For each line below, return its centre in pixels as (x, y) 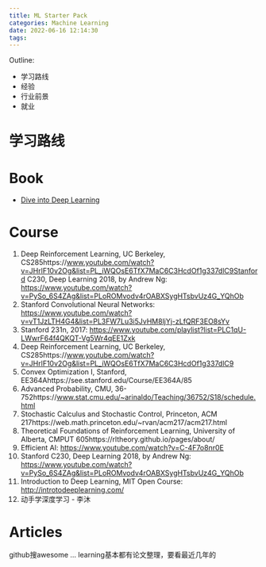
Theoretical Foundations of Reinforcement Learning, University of (128, 431)
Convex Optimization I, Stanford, (73, 372)
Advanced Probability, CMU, (67, 389)
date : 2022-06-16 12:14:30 (54, 30)
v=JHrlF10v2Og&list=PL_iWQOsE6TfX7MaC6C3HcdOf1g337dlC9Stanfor (139, 271)
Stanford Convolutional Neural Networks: (88, 305)
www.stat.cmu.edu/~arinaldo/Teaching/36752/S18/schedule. (156, 397)
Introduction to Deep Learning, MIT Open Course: (102, 481)
